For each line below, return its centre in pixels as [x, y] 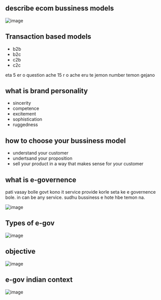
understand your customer [40, 153]
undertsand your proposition [42, 158]
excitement [24, 114]
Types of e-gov [30, 223]
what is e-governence [41, 180]
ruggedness [25, 125]
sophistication [27, 119]
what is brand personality [46, 91]
